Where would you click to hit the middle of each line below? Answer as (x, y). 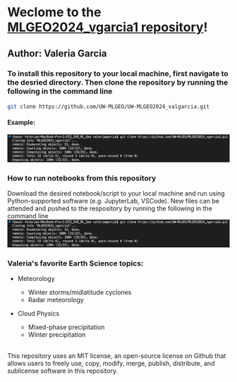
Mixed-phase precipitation (66, 327)
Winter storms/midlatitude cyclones (80, 292)
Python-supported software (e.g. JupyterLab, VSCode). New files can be (114, 201)
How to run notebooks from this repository (82, 178)
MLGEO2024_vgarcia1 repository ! (108, 27)
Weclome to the (54, 12)
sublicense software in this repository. (63, 371)
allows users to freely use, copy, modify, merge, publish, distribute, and (111, 363)
